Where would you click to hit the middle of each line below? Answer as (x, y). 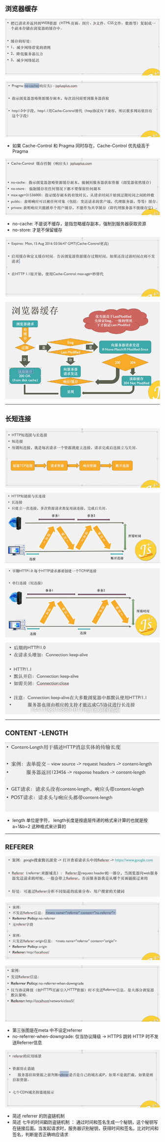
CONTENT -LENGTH (37, 733)
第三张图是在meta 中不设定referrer (47, 1031)
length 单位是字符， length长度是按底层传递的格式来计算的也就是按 (80, 820)
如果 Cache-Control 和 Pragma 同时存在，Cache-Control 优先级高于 (81, 146)
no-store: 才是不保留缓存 (37, 230)
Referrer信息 (29, 1043)
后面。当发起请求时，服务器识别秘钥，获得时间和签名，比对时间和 (92, 1128)
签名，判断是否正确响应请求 (40, 1134)
